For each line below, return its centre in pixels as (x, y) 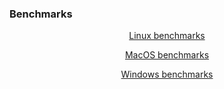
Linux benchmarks (167, 36)
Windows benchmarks (167, 74)
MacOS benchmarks (167, 55)
